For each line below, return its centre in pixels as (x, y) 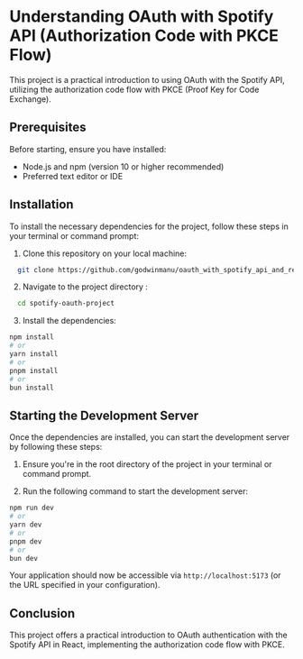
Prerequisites (48, 128)
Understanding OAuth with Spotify (142, 17)
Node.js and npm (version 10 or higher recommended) (123, 166)
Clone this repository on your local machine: (105, 253)
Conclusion (42, 613)
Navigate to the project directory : (85, 287)
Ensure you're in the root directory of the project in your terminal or (147, 464)
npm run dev (32, 508)
